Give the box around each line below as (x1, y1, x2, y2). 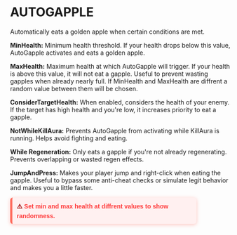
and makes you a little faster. (10, 183, 93, 192)
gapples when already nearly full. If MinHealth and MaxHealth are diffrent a (10, 76, 228, 85)
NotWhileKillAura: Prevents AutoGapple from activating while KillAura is (10, 126, 220, 135)
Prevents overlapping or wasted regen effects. (10, 155, 144, 163)
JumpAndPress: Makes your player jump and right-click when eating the (10, 168, 222, 177)
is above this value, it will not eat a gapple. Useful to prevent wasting (10, 69, 208, 78)
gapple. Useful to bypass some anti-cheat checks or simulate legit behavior (10, 176, 229, 184)
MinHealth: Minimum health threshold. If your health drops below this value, (10, 41, 231, 49)
